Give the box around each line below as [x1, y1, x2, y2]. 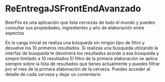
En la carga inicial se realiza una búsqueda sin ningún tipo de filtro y [5, 39, 145, 45]
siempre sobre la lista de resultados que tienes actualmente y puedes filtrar [5, 61, 161, 67]
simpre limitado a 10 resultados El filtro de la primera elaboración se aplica [5, 55, 158, 61]
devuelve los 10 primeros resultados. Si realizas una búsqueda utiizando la [5, 45, 159, 51]
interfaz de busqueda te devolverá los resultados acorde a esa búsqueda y [5, 50, 159, 56]
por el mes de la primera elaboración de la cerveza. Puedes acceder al [5, 66, 151, 72]
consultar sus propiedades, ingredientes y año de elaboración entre [5, 24, 145, 30]
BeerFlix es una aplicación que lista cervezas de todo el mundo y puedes [5, 19, 156, 25]
